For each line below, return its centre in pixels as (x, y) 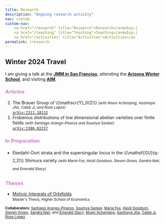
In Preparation (22, 140)
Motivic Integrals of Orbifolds (42, 194)
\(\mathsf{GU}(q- (142, 153)
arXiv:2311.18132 (30, 112)
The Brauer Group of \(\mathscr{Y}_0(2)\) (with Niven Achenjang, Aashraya (84, 102)
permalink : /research (27, 42)
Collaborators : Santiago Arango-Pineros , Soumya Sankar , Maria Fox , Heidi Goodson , (77, 208)
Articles (15, 92)
